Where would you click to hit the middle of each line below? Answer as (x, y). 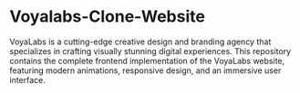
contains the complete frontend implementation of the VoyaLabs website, (147, 60)
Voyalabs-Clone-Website (107, 17)
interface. (27, 79)
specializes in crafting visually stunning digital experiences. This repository (150, 51)
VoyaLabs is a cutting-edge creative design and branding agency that (140, 42)
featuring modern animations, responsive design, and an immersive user (145, 70)
